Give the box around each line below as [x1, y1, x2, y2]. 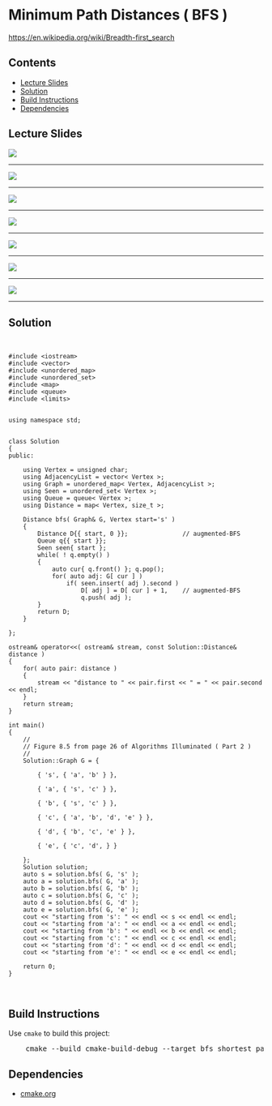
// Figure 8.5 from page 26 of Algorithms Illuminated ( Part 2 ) [23, 743, 252, 751]
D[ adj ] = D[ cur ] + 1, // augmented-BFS [80, 586, 241, 595]
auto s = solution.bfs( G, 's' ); [23, 870, 139, 879]
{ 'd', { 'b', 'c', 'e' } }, [37, 828, 136, 836]
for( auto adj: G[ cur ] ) [51, 572, 143, 581]
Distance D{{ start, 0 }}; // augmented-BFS [37, 529, 241, 538]
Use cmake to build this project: [8, 1028, 111, 1039]
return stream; [23, 700, 74, 709]
